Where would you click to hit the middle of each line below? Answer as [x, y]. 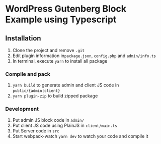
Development [22, 109]
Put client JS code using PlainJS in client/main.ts [65, 125]
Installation [23, 38]
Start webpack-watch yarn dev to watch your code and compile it [80, 136]
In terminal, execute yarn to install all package [60, 61]
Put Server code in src [36, 131]
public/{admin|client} [36, 91]
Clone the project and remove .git [48, 50]
